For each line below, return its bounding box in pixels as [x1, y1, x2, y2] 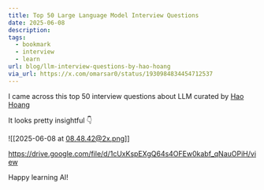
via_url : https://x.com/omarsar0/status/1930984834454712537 [8, 70, 214, 78]
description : [8, 26, 51, 34]
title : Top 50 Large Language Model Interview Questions [8, 11, 199, 20]
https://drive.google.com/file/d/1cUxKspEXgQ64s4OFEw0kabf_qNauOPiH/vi [8, 148, 257, 158]
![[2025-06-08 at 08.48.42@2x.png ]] [8, 133, 130, 143]
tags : [8, 33, 26, 42]
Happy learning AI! [8, 172, 69, 181]
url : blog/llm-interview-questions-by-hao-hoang [8, 63, 171, 71]
